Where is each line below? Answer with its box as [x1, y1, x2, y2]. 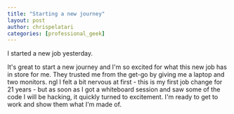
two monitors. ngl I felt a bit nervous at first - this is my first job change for [7, 78, 223, 87]
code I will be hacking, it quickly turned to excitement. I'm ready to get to [7, 93, 219, 101]
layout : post [7, 17, 46, 24]
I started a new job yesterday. [7, 49, 93, 58]
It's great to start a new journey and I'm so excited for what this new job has [7, 63, 227, 71]
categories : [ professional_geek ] [7, 30, 105, 37]
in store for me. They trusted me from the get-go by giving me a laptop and [7, 70, 225, 79]
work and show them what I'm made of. [7, 100, 122, 109]
